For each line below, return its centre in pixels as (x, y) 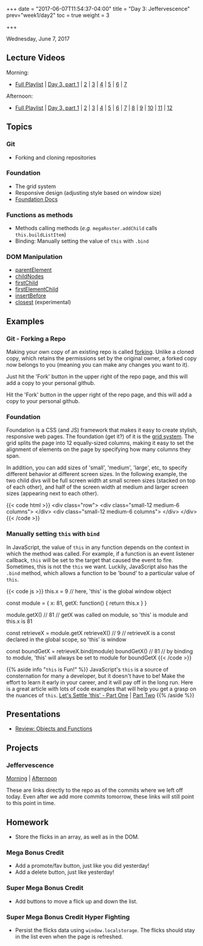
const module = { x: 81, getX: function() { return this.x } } (77, 603)
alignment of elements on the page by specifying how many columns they (98, 449)
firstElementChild (37, 289)
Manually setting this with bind (53, 534)
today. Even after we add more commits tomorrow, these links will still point (100, 797)
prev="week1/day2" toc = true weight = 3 (58, 15)
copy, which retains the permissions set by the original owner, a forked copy (101, 358)
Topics (19, 127)
